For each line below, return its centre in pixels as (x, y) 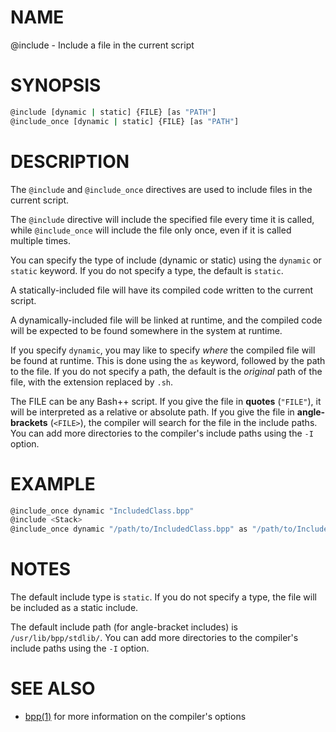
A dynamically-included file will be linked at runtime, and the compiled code (166, 320)
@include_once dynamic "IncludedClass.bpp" (102, 511)
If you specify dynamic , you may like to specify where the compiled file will (163, 350)
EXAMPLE (53, 483)
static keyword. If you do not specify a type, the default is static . (147, 270)
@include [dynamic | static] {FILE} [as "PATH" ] (113, 112)
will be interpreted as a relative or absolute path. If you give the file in (152, 412)
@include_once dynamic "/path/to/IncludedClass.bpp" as (129, 529)
